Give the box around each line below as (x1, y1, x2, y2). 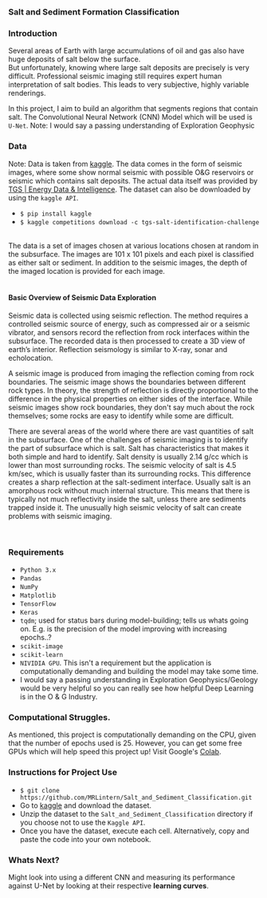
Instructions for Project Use (8, 767, 118, 778)
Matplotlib (19, 591, 57, 600)
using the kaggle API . (8, 192, 79, 202)
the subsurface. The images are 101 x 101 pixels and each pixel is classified (8, 249, 254, 259)
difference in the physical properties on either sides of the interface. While (8, 394, 253, 403)
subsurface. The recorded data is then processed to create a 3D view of (8, 336, 245, 346)
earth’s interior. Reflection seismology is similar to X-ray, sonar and (8, 344, 228, 354)
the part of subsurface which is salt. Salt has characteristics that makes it (8, 443, 249, 453)
